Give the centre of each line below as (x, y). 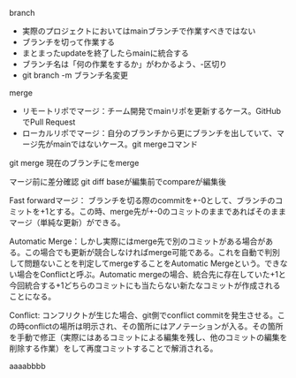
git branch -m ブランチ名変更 (75, 75)
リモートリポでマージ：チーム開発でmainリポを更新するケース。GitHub (151, 111)
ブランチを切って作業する (68, 42)
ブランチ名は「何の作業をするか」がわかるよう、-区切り (125, 64)
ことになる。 (32, 296)
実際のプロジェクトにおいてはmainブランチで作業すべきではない (139, 31)
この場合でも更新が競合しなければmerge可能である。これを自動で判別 (152, 252)
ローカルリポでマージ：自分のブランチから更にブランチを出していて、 (149, 133)
